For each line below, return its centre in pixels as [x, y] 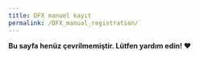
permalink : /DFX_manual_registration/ [73, 23]
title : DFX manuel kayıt [50, 15]
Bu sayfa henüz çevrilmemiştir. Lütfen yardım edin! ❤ [100, 45]
